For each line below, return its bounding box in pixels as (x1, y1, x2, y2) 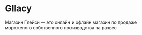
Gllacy (5, 3, 32, 14)
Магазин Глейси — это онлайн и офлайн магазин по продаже (5, 19, 137, 25)
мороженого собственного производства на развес (5, 24, 117, 30)
